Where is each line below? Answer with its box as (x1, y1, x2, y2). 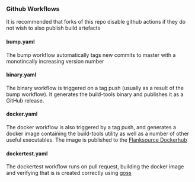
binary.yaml (6, 71, 37, 78)
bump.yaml (6, 38, 35, 45)
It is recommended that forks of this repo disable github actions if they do (6, 18, 186, 25)
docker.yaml (6, 110, 38, 117)
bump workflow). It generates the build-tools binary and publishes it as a (6, 91, 184, 98)
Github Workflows (6, 5, 60, 13)
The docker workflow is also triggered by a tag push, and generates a (6, 123, 177, 130)
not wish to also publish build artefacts (6, 24, 101, 31)
